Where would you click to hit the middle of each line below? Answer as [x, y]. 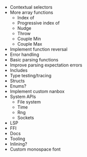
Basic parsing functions [34, 60]
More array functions [31, 12]
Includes [19, 70]
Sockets [26, 118]
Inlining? [18, 144]
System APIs [23, 97]
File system [29, 102]
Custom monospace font [35, 149]
